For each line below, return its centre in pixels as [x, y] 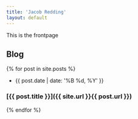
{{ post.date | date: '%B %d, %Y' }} [59, 81]
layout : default [27, 18]
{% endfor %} [24, 110]
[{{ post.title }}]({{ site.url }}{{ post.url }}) [69, 96]
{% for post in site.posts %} [41, 69]
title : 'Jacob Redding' [36, 12]
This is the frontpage [33, 35]
